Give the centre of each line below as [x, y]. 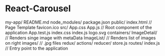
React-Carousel [38, 9]
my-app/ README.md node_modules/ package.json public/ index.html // [79, 22]
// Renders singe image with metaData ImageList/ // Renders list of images [81, 38]
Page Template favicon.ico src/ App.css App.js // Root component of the [79, 27]
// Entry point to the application [36, 48]
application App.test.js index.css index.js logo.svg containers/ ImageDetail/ [81, 32]
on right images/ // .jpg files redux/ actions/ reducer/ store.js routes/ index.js [82, 43]
